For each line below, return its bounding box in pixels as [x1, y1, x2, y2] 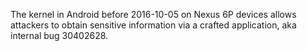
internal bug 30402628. [10, 30, 109, 41]
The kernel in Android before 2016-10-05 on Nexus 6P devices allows [10, 9, 297, 20]
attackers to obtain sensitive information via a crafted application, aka [10, 19, 297, 31]
